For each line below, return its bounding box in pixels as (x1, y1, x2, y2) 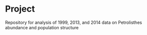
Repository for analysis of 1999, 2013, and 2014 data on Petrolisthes (5, 19, 142, 25)
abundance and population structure (5, 24, 79, 30)
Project (5, 3, 35, 15)
